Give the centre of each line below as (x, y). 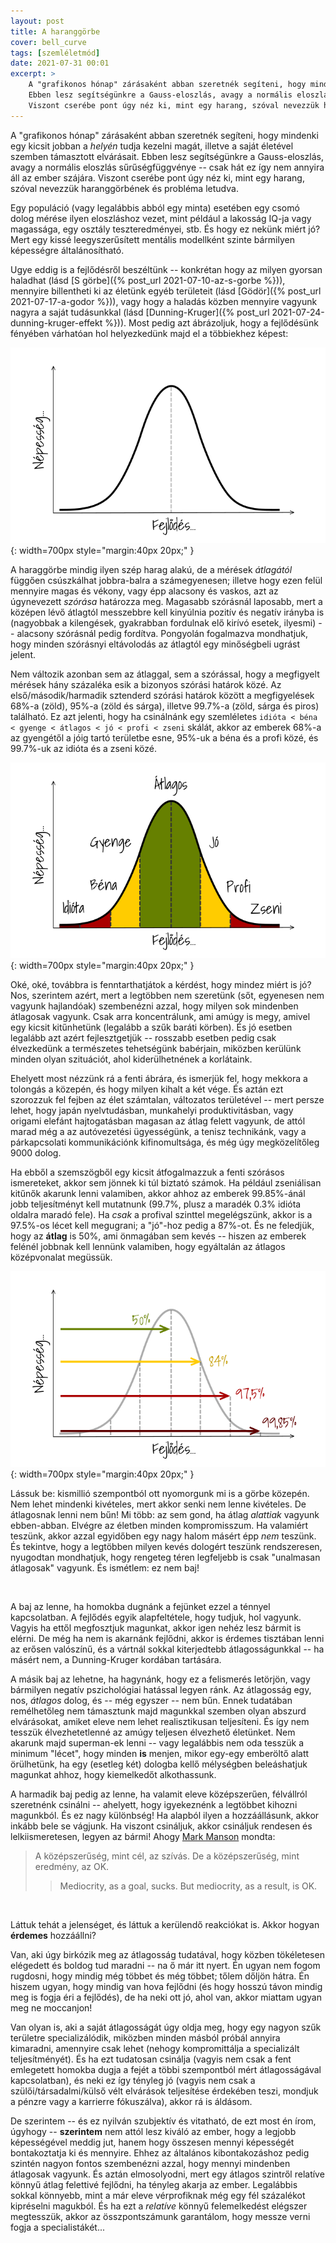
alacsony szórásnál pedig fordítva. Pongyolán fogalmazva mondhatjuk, (162, 633)
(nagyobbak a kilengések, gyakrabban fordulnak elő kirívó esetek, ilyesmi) (163, 622)
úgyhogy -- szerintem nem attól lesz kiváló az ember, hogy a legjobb (153, 2132)
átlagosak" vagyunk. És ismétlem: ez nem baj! (105, 1568)
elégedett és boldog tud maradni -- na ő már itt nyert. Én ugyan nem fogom (165, 1966)
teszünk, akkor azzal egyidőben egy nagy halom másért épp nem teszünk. (163, 1536)
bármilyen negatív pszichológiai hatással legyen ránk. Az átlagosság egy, (161, 1690)
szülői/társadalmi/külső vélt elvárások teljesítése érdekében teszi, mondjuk (164, 2091)
